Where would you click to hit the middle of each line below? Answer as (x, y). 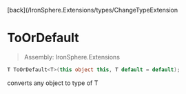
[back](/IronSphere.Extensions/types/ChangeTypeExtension (92, 10)
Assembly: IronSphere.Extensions (72, 57)
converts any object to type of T (53, 83)
